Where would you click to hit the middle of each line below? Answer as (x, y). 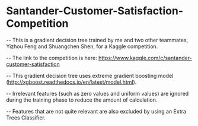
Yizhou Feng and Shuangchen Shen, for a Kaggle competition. (82, 46)
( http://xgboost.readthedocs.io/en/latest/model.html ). (71, 82)
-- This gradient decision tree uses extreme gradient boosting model (90, 75)
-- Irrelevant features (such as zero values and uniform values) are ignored (98, 93)
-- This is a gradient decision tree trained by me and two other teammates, (97, 40)
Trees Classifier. (26, 118)
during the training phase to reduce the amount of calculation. (82, 100)
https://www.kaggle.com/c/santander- (145, 58)
